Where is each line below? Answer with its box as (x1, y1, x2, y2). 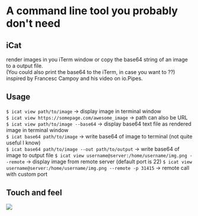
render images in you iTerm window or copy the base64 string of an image (6, 56, 188, 63)
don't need (6, 17, 61, 30)
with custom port (6, 170, 48, 178)
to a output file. (6, 62, 43, 69)
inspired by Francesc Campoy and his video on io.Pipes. (6, 75, 143, 82)
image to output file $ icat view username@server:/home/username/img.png (6, 151, 187, 159)
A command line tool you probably (6, 4, 178, 18)
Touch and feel (6, 188, 62, 198)
